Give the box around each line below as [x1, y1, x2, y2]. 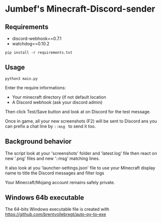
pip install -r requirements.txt [5, 50, 73, 55]
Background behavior [5, 137, 72, 146]
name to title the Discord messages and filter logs [5, 170, 104, 176]
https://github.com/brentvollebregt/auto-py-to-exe [5, 211, 106, 217]
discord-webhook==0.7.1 [12, 35, 62, 41]
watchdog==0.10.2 [12, 41, 49, 47]
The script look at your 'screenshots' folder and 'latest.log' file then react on [5, 150, 157, 156]
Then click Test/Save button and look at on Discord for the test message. [5, 108, 151, 115]
